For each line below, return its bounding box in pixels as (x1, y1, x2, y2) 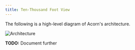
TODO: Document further (5, 40, 57, 46)
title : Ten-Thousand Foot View (5, 7, 70, 12)
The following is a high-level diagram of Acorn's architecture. (5, 21, 131, 27)
